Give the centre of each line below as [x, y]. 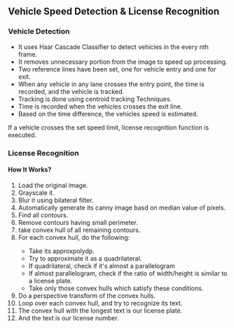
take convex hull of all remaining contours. [79, 230]
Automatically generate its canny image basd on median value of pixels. [122, 207]
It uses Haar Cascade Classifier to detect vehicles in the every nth [113, 47]
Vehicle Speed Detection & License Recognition [114, 12]
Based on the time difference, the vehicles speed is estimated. [108, 114]
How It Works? [30, 170]
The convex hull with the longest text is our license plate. [100, 310]
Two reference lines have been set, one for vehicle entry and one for [117, 69]
